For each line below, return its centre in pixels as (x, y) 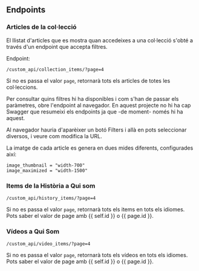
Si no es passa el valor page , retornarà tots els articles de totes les (88, 80)
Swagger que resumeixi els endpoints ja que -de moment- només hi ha (95, 112)
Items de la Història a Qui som (51, 185)
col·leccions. (22, 87)
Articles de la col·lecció (41, 27)
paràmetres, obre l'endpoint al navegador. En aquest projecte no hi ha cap (99, 105)
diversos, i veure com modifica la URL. (54, 136)
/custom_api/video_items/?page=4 (48, 244)
